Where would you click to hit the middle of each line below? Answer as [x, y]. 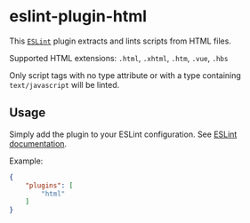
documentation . [38, 143]
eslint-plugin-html [78, 16]
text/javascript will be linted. [65, 84]
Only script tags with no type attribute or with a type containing [125, 75]
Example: [26, 161]
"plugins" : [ [49, 185]
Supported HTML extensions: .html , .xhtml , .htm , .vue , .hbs [119, 58]
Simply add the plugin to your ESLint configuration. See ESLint [123, 134]
